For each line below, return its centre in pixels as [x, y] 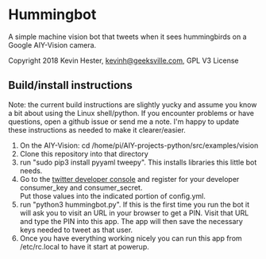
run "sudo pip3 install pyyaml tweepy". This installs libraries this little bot [138, 162]
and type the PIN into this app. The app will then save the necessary [131, 221]
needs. [31, 170]
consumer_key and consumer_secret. [81, 187]
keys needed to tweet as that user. [76, 230]
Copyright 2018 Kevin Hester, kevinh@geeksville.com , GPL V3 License [123, 60]
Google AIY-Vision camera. [52, 44]
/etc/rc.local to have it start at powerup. [84, 246]
